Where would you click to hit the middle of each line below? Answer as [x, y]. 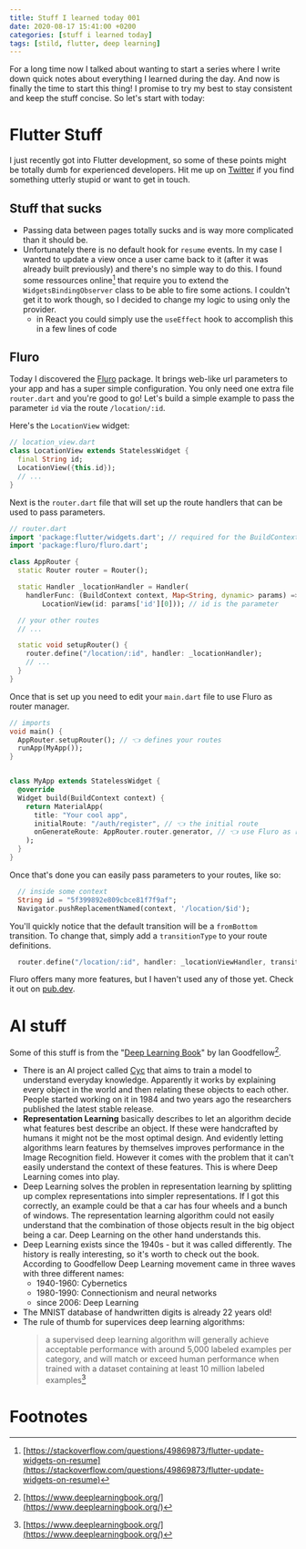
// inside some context [62, 891]
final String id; [51, 460]
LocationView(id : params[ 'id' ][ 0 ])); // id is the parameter [161, 604]
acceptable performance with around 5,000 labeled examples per [168, 1349]
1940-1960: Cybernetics [82, 1283]
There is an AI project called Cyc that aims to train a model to [137, 1071]
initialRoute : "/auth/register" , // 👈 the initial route [146, 824]
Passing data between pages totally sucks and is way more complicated [158, 230]
